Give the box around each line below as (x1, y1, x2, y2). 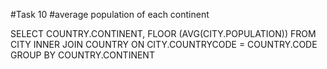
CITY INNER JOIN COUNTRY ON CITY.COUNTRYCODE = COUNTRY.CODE (10, 39, 318, 50)
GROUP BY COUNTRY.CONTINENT (10, 49, 155, 61)
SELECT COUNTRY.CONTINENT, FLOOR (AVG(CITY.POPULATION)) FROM (10, 28, 317, 39)
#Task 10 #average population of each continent (10, 9, 210, 20)
